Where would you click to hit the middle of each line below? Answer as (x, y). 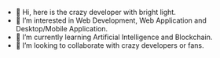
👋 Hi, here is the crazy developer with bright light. (96, 12)
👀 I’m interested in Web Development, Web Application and (111, 20)
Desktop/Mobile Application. (62, 29)
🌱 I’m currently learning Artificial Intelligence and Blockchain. (114, 37)
